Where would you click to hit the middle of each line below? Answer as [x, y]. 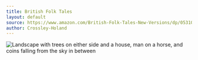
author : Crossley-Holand [37, 28]
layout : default [26, 17]
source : [16, 22]
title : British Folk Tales [39, 11]
